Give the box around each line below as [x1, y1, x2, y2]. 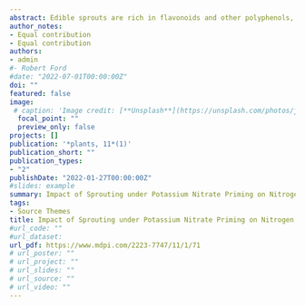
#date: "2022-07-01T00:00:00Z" [9, 72, 128, 81]
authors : [9, 47, 43, 56]
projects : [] [9, 131, 59, 140]
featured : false [9, 89, 71, 98]
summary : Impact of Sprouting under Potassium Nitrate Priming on [9, 190, 266, 199]
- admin [9, 55, 39, 64]
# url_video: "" [9, 282, 71, 292]
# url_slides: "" [9, 266, 75, 275]
